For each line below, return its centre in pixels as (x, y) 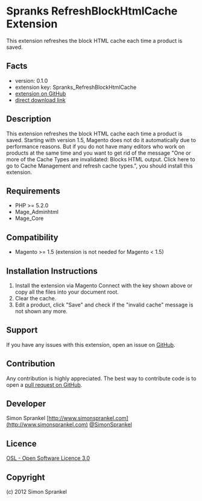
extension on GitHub (40, 93)
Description (29, 119)
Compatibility (32, 237)
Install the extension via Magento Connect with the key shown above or (104, 286)
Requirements (33, 191)
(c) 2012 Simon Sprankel (37, 492)
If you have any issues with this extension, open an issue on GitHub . (91, 344)
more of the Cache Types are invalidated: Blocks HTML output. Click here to (101, 159)
